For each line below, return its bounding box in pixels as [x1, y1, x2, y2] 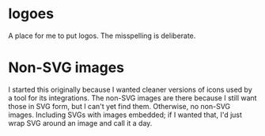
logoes [8, 5, 54, 23]
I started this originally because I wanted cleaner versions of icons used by [8, 85, 253, 94]
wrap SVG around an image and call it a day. [8, 118, 153, 127]
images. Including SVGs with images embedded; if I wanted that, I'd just [8, 110, 243, 119]
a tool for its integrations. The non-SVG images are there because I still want [8, 93, 257, 103]
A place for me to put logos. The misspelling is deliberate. [8, 31, 196, 40]
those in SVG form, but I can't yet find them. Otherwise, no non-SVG [8, 101, 231, 111]
